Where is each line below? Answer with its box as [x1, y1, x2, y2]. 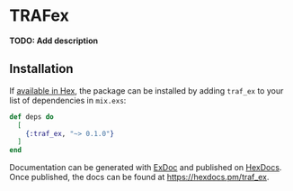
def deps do [9, 112, 54, 122]
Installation [9, 61, 74, 77]
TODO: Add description [9, 35, 99, 46]
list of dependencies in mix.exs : [9, 95, 127, 105]
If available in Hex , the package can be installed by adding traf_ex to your [9, 85, 284, 95]
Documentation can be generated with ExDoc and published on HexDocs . [9, 162, 282, 173]
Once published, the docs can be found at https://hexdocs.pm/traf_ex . [9, 172, 270, 183]
